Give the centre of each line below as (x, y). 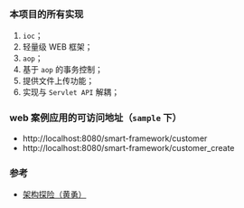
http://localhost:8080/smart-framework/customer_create (128, 147)
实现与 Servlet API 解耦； (71, 92)
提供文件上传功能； (58, 81)
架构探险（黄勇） (54, 194)
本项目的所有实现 (47, 14)
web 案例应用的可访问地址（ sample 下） (96, 118)
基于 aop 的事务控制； (63, 70)
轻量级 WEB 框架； (57, 47)
